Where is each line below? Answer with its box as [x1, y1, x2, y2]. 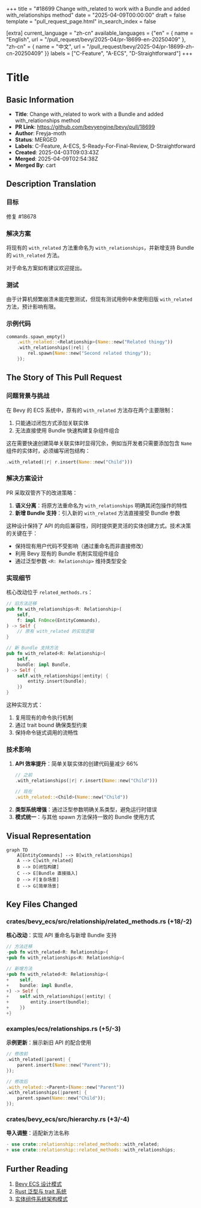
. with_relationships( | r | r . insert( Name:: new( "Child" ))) [14, 778, 158, 784]
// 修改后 [6, 1078, 28, 1084]
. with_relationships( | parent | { [6, 1090, 87, 1096]
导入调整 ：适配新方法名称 [6, 1129, 70, 1137]
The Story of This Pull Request [6, 372, 122, 383]
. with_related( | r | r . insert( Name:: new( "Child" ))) [6, 459, 133, 465]
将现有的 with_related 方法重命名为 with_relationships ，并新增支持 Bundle [6, 244, 194, 251]
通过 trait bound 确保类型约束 [14, 722, 88, 729]
